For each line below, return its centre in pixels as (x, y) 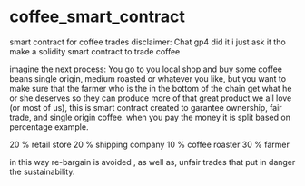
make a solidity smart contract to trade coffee (95, 51)
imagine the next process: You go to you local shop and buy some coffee (146, 69)
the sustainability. (42, 171)
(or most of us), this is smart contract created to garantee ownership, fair (146, 107)
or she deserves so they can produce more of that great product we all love (151, 98)
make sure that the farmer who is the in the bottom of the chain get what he (151, 88)
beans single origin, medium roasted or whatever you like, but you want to (148, 78)
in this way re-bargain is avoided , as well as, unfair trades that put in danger (152, 162)
